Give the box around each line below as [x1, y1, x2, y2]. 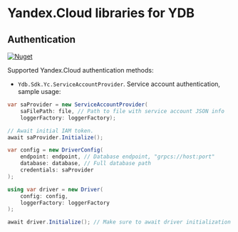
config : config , [20, 192, 69, 200]
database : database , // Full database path [20, 160, 152, 167]
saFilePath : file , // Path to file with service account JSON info [20, 107, 224, 115]
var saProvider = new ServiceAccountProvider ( [7, 101, 148, 108]
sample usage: [17, 88, 61, 95]
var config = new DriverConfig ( [7, 147, 103, 154]
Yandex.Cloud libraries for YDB [7, 5, 195, 21]
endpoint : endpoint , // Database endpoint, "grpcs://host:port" [20, 153, 215, 161]
